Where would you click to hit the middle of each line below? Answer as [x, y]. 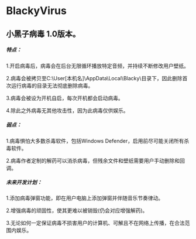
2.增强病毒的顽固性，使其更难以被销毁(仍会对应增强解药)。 [77, 211]
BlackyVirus [37, 11]
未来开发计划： [24, 182]
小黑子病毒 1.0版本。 [43, 34]
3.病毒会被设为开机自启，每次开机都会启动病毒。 [65, 98]
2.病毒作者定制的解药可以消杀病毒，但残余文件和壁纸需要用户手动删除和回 [96, 161]
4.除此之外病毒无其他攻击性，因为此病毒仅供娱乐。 [67, 110]
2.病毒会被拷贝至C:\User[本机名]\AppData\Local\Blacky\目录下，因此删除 [94, 78]
